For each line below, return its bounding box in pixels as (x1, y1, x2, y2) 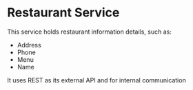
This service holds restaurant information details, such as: (7, 27, 172, 36)
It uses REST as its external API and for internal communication (7, 76, 186, 84)
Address (17, 41, 41, 49)
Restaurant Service (7, 5, 120, 21)
